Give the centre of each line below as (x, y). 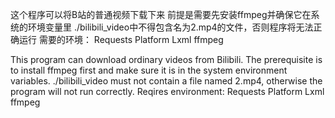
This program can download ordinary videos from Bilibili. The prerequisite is (166, 59)
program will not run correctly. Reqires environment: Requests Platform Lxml (167, 91)
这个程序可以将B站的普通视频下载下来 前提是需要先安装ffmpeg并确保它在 (161, 14)
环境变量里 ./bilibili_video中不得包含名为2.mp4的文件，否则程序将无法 (170, 27)
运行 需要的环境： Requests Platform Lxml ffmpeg (121, 39)
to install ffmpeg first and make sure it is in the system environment (149, 70)
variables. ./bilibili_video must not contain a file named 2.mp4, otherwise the (166, 81)
